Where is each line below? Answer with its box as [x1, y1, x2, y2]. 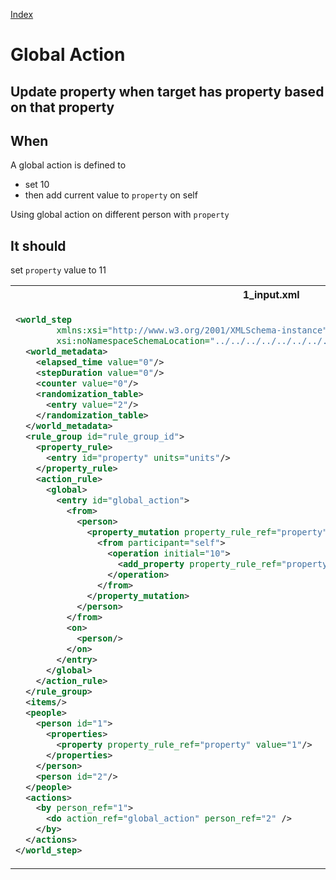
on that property [10, 99, 115, 116]
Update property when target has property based [10, 83, 325, 100]
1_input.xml [242, 288, 300, 302]
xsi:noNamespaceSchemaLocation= [56, 335, 210, 347]
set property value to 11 [10, 264, 107, 276]
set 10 [24, 179, 50, 191]
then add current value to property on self [24, 189, 198, 201]
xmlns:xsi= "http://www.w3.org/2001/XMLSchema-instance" [56, 325, 328, 336]
